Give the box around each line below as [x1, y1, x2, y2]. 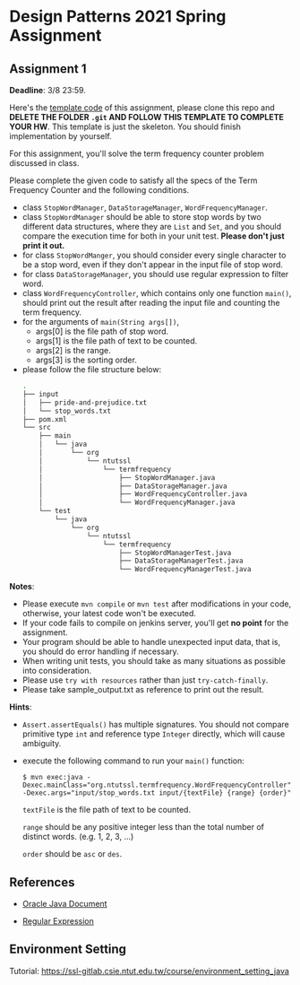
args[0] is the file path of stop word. [35, 326, 169, 336]
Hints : [9, 702, 32, 712]
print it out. [21, 240, 65, 250]
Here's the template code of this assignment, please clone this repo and [9, 102, 275, 113]
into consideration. [21, 666, 92, 676]
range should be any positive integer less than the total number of [21, 822, 264, 832]
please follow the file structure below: [21, 364, 162, 374]
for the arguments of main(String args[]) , [21, 317, 179, 327]
